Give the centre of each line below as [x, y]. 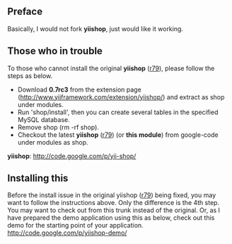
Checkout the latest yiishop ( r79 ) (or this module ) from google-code [118, 135]
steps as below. [30, 76]
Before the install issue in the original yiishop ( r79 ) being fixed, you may [112, 195]
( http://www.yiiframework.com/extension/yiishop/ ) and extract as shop [121, 97]
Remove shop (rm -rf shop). [58, 127]
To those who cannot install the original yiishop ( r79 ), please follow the [111, 68]
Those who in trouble [55, 51]
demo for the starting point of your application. [75, 226]
